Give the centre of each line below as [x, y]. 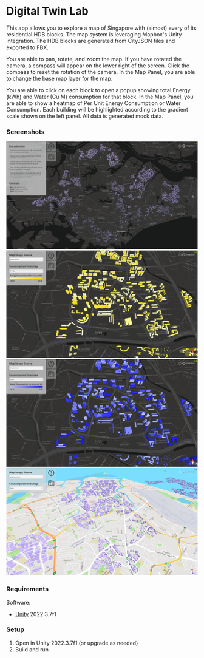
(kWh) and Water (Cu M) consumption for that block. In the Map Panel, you [100, 97]
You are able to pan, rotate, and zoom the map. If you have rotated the [94, 59]
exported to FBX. [27, 47]
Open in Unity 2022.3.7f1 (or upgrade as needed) [76, 643]
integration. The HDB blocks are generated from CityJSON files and [91, 41]
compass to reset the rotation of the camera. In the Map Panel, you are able [101, 72]
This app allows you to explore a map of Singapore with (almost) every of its [102, 28]
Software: [19, 602]
